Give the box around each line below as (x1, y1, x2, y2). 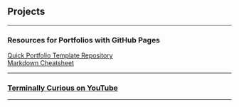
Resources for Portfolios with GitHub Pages (7, 35, 161, 45)
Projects (7, 6, 46, 18)
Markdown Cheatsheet (7, 59, 75, 67)
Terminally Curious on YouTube (7, 83, 119, 93)
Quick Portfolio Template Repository (7, 51, 113, 60)
